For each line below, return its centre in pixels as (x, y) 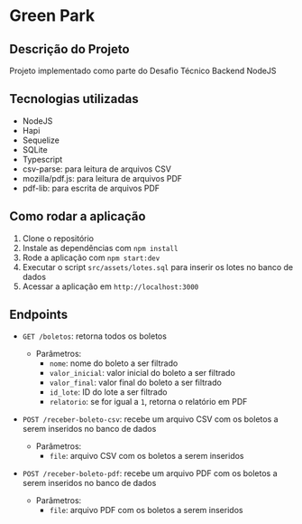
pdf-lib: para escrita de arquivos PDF (91, 188)
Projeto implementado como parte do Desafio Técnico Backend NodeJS (143, 70)
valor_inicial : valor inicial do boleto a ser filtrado (142, 373)
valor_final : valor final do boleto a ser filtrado (136, 383)
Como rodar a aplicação (78, 216)
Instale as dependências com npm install (100, 248)
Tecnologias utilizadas (74, 99)
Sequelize (41, 140)
